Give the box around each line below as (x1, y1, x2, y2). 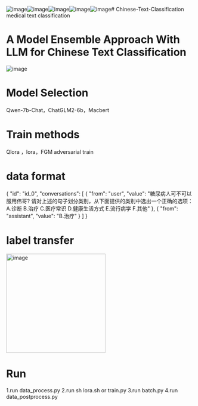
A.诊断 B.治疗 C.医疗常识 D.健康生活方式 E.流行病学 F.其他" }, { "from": (6, 204, 178, 212)
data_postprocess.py (6, 393, 58, 400)
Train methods (6, 128, 80, 141)
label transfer (6, 233, 75, 247)
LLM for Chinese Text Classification (6, 45, 187, 59)
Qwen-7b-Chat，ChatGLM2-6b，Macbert (6, 106, 109, 113)
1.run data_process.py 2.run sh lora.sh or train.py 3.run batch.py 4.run (6, 386, 178, 393)
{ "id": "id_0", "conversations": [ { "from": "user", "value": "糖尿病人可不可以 (6, 190, 192, 197)
